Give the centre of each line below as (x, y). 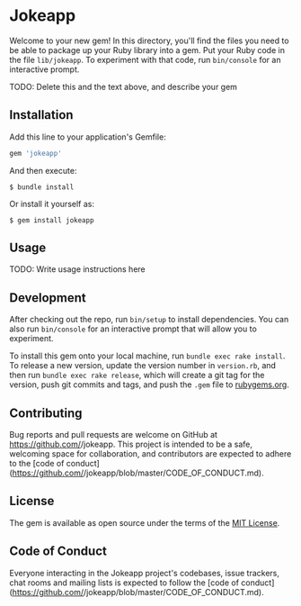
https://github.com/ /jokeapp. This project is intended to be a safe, (131, 444)
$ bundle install (42, 187)
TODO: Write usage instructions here (77, 269)
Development (48, 298)
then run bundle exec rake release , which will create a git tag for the (137, 375)
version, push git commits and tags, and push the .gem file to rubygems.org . (150, 384)
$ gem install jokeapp (52, 220)
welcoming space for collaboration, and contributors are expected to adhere (150, 454)
